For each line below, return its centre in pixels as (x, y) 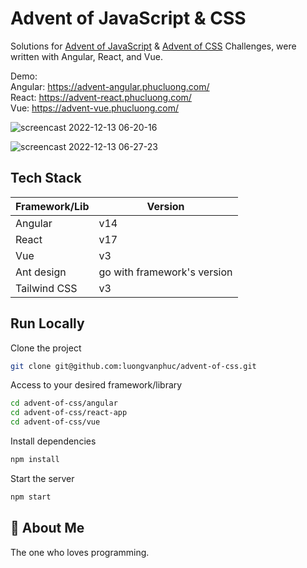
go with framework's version (165, 272)
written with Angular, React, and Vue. (86, 56)
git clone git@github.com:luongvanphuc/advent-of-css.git (133, 366)
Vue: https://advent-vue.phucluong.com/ (95, 108)
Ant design (41, 272)
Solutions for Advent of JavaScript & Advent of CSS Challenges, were (153, 46)
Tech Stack (46, 178)
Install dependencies (53, 441)
